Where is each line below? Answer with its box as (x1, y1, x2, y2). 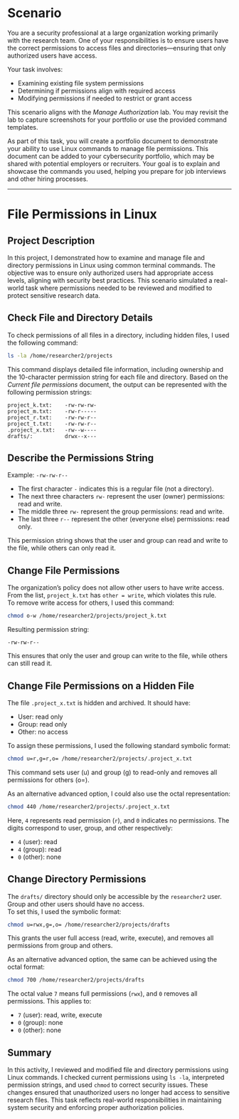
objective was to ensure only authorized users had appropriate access (7, 269, 214, 277)
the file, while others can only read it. (7, 543, 116, 553)
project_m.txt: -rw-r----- (7, 407, 97, 415)
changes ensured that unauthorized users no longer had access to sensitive (7, 1088, 230, 1097)
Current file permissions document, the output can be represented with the (7, 380, 228, 389)
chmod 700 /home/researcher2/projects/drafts (7, 977, 144, 984)
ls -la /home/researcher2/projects (7, 352, 113, 359)
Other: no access (17, 727, 69, 736)
